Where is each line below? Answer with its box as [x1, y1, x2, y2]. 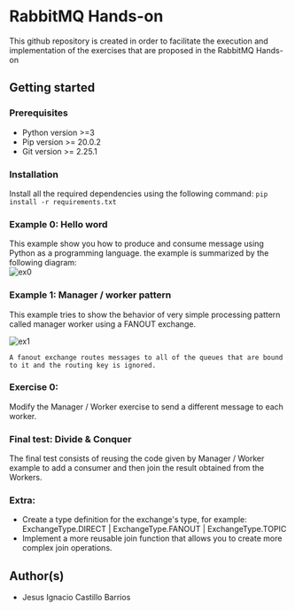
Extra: [9, 495, 36, 507]
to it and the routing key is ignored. [9, 361, 157, 369]
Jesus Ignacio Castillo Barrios [21, 592, 131, 603]
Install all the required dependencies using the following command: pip [9, 188, 268, 199]
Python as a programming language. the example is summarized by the [9, 248, 269, 258]
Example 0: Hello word [9, 218, 108, 230]
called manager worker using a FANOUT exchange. [9, 318, 197, 329]
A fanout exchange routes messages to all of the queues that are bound [9, 353, 283, 361]
